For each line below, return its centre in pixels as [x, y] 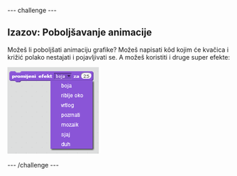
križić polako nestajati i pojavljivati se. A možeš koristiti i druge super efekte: [119, 57]
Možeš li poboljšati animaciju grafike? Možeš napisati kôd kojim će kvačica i [118, 50]
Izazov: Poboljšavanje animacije [80, 32]
